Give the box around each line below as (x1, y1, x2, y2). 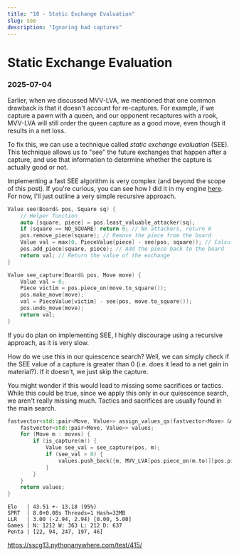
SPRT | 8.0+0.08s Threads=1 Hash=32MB (7, 510, 126, 517)
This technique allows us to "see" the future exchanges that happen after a (7, 148, 228, 156)
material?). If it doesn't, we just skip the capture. (7, 367, 149, 376)
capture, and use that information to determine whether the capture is (7, 155, 212, 164)
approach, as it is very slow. (7, 338, 89, 346)
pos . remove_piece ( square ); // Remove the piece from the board (20, 232, 212, 240)
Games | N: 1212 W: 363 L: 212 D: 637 (7, 522, 122, 530)
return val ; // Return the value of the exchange (20, 252, 171, 259)
